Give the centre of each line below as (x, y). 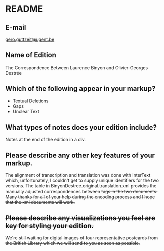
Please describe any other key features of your (80, 155)
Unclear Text (26, 111)
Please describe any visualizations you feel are (80, 218)
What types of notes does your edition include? (81, 127)
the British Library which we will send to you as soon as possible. (73, 243)
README (24, 9)
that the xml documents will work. (40, 202)
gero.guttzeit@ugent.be (30, 39)
